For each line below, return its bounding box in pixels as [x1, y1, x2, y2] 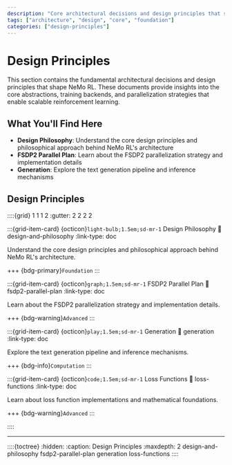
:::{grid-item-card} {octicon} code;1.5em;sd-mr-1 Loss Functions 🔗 [7, 374, 193, 383]
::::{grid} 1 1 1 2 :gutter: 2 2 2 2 [7, 211, 93, 219]
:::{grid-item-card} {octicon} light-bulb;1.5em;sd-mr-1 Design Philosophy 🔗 [7, 224, 222, 232]
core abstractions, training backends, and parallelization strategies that [7, 91, 209, 99]
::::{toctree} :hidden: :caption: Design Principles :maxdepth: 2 [7, 442, 181, 450]
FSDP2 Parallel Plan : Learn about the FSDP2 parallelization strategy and [17, 151, 223, 159]
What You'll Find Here [7, 118, 103, 129]
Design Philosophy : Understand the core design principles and [17, 136, 198, 145]
